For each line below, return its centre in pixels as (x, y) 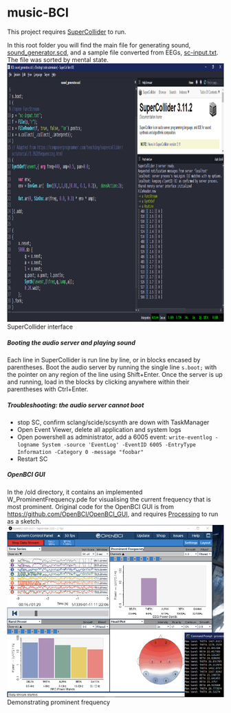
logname (28, 445)
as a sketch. (24, 521)
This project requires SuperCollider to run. (67, 32)
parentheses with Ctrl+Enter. (48, 389)
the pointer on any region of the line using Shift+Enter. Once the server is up (115, 374)
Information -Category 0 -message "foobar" (80, 452)
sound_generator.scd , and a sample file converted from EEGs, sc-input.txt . (113, 52)
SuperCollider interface (40, 327)
